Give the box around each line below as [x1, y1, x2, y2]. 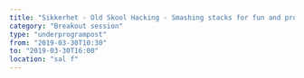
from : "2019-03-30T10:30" [9, 38, 107, 48]
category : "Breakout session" [9, 22, 124, 30]
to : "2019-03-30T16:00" [9, 47, 100, 56]
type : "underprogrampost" [9, 30, 107, 39]
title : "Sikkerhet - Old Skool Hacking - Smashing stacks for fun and [9, 13, 281, 22]
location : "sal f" [9, 55, 79, 64]
